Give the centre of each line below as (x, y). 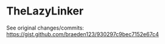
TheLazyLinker (45, 11)
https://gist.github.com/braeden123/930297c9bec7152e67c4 (83, 34)
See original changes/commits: (45, 28)
